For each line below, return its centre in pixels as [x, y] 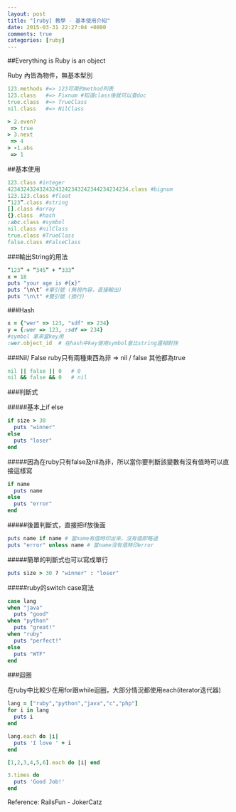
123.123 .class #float [39, 196]
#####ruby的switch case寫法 [51, 587]
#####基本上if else [36, 407]
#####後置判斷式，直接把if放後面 [57, 525]
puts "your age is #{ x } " [44, 283]
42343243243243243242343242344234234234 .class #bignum [90, 189]
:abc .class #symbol [36, 222]
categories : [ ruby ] [36, 41]
